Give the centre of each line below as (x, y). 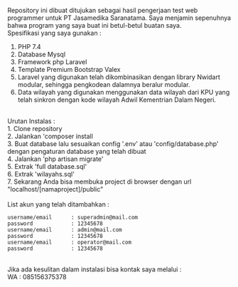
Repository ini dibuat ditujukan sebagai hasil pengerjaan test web (103, 10)
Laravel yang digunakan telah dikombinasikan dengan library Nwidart (119, 77)
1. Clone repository (35, 129)
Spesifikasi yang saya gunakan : (54, 33)
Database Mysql (42, 54)
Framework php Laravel (52, 62)
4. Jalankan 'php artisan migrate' (55, 159)
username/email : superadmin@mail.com (73, 217)
